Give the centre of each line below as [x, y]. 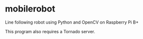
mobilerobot [30, 9]
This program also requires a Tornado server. [50, 31]
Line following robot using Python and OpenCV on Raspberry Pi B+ [72, 22]
